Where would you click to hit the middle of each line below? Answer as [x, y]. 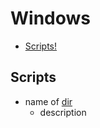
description [63, 112]
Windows [50, 18]
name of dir [48, 101]
